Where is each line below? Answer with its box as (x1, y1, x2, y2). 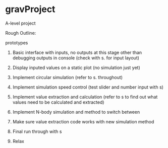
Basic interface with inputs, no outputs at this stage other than (12, 49, 142, 55)
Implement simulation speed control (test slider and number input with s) (12, 84, 164, 90)
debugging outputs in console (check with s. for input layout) (12, 54, 140, 61)
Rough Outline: (5, 30, 36, 36)
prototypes (5, 39, 28, 46)
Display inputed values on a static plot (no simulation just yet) (12, 64, 140, 70)
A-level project (5, 20, 36, 26)
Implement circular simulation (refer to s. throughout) (12, 74, 123, 80)
